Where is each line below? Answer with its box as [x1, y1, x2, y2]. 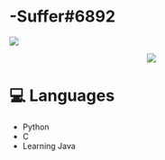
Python [22, 121, 50, 132]
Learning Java [22, 140, 77, 151]
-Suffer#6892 [9, 6, 115, 27]
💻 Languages [9, 85, 115, 106]
